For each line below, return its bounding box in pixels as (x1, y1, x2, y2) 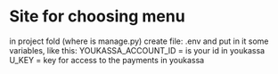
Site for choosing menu (9, 6, 185, 27)
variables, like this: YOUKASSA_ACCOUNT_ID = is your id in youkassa (9, 45, 266, 55)
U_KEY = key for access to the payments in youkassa (9, 54, 205, 65)
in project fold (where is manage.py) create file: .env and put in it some (9, 36, 269, 46)
